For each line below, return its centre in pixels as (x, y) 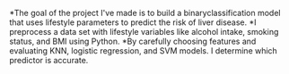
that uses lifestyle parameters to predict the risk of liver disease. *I (133, 22)
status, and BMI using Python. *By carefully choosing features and (133, 41)
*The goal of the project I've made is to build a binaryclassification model (145, 13)
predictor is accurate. (49, 60)
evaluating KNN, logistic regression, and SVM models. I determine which (144, 51)
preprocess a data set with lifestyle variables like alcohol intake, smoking (144, 32)
